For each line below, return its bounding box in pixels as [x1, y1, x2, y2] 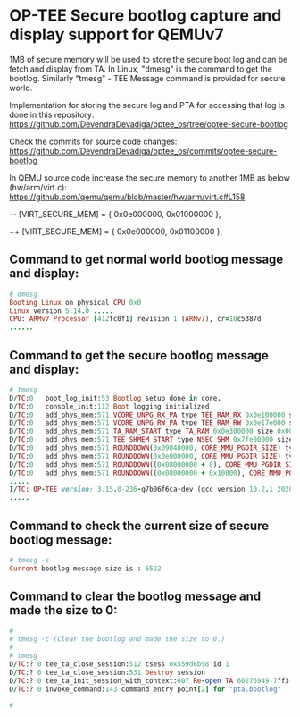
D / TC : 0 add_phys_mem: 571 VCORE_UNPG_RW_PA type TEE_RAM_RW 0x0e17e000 [9, 418, 286, 427]
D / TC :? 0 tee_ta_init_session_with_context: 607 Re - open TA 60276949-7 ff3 [9, 676, 290, 685]
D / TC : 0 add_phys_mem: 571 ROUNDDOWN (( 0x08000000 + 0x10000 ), [9, 468, 246, 477]
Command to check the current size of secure [9, 518, 270, 533]
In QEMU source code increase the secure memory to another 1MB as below [9, 172, 290, 183]
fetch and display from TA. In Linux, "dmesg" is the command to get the [9, 63, 272, 74]
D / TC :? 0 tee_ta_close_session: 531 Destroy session [9, 668, 205, 677]
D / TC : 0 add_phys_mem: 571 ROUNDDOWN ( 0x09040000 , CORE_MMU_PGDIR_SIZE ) [9, 443, 281, 452]
